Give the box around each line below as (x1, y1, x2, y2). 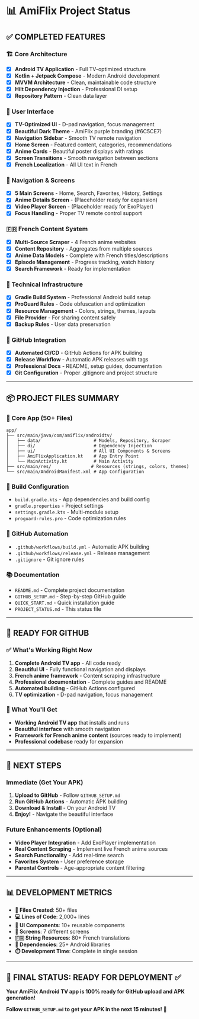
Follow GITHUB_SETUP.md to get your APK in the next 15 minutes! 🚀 (6, 1006, 167, 1013)
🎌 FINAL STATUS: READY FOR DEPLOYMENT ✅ (6, 972, 182, 982)
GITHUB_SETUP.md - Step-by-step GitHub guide (14, 592, 126, 600)
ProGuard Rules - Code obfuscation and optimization (14, 300, 146, 307)
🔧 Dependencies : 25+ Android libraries (14, 941, 111, 948)
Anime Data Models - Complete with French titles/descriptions (14, 252, 169, 259)
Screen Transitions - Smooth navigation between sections (14, 154, 159, 161)
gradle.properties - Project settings (14, 502, 104, 509)
